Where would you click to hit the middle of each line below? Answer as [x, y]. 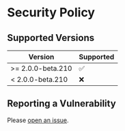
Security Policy [51, 13]
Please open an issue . [38, 120]
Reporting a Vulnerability [61, 104]
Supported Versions [51, 38]
